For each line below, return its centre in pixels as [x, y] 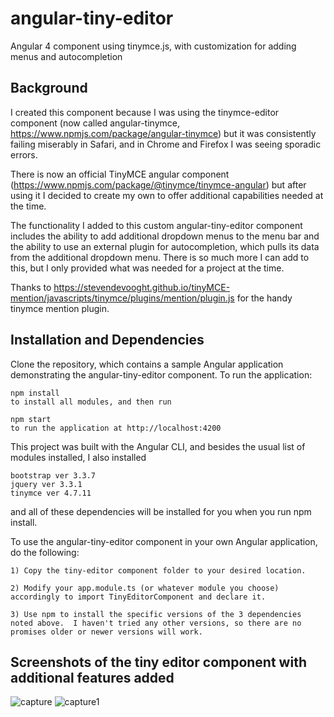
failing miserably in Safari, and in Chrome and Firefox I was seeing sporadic [166, 144]
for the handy [264, 298]
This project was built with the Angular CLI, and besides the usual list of [158, 446]
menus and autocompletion [66, 56]
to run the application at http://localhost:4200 [116, 428]
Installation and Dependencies [107, 340]
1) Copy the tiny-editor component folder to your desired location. [158, 570]
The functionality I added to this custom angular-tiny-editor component [156, 225]
